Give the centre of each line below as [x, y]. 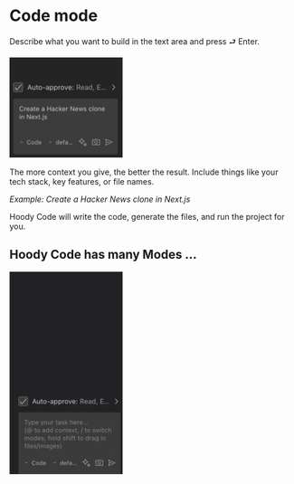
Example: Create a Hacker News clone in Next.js [100, 199]
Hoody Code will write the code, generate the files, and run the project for [147, 217]
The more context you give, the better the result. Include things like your [144, 172]
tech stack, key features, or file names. [82, 182]
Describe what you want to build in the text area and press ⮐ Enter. [135, 41]
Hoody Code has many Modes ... [103, 255]
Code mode [53, 16]
